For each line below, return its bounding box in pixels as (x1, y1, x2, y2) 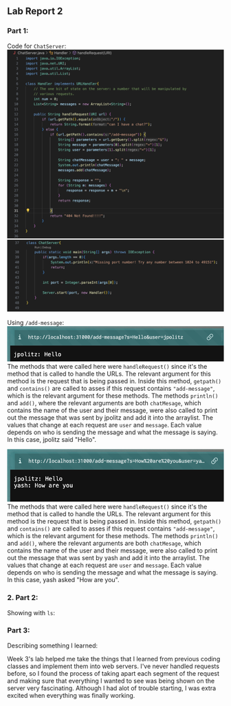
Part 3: (7, 625, 30, 635)
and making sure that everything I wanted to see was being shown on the (7, 676, 215, 685)
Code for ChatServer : (7, 41, 67, 50)
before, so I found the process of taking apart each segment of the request (7, 669, 220, 677)
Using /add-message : (7, 318, 64, 326)
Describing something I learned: (7, 641, 98, 650)
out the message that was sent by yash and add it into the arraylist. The (7, 554, 210, 562)
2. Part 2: (7, 593, 38, 603)
